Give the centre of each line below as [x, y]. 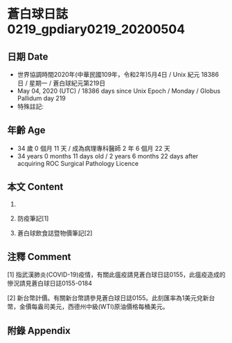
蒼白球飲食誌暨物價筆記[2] [55, 233]
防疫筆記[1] [33, 218]
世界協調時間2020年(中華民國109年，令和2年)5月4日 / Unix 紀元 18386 [118, 74]
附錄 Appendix [39, 330]
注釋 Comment [39, 257]
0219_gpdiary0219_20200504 [96, 29]
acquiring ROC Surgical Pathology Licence [78, 163]
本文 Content [35, 187]
